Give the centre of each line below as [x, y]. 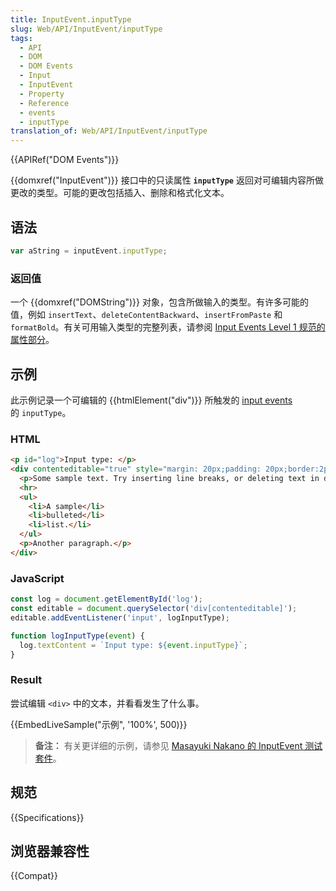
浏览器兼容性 [50, 851]
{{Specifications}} [47, 817]
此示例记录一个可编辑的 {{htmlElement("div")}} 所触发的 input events [151, 400]
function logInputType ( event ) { [77, 636]
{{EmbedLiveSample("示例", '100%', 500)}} [99, 724]
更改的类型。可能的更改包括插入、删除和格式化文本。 [120, 193]
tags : [21, 38]
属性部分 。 [32, 340]
